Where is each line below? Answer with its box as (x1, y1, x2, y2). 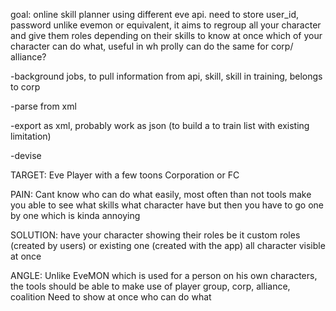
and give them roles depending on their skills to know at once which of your (10, 30, 323, 41)
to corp (10, 81, 41, 93)
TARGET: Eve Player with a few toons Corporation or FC (10, 169, 240, 181)
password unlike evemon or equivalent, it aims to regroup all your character (10, 19, 322, 31)
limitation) (10, 130, 52, 142)
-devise (10, 150, 42, 161)
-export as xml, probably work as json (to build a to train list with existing (10, 120, 310, 131)
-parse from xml (10, 100, 77, 112)
